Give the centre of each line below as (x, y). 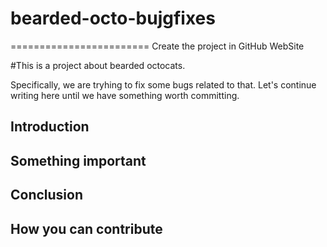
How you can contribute (86, 228)
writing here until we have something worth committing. (125, 95)
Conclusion (47, 195)
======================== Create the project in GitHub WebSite (157, 46)
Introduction (50, 127)
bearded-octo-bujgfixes (113, 18)
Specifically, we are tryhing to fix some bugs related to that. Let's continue (163, 84)
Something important (78, 160)
